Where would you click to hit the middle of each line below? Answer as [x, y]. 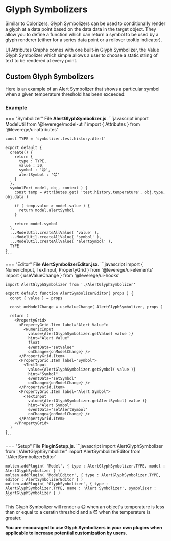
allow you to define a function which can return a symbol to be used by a [82, 34]
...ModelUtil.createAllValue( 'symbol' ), [56, 237]
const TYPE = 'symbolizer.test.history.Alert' [56, 139]
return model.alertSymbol [46, 210]
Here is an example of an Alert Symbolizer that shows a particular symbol [82, 89]
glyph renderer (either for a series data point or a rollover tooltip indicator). [84, 40]
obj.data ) [17, 197]
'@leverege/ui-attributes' [32, 130]
